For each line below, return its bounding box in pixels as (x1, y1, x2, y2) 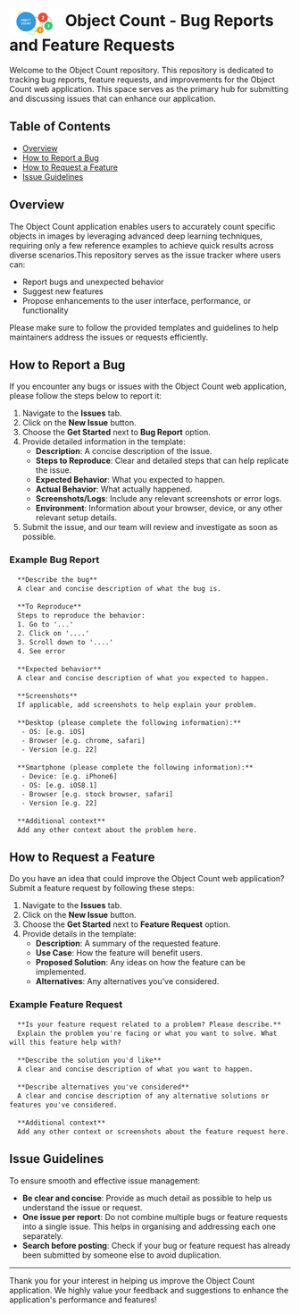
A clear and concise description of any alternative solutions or (17, 1091, 270, 1100)
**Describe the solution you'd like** (17, 1056, 162, 1065)
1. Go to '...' (17, 619, 74, 628)
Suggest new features (21, 285, 104, 297)
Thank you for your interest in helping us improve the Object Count (9, 1275, 255, 1285)
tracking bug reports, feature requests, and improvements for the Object (9, 74, 275, 85)
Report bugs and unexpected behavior (21, 276, 164, 287)
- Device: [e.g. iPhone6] (21, 771, 118, 780)
